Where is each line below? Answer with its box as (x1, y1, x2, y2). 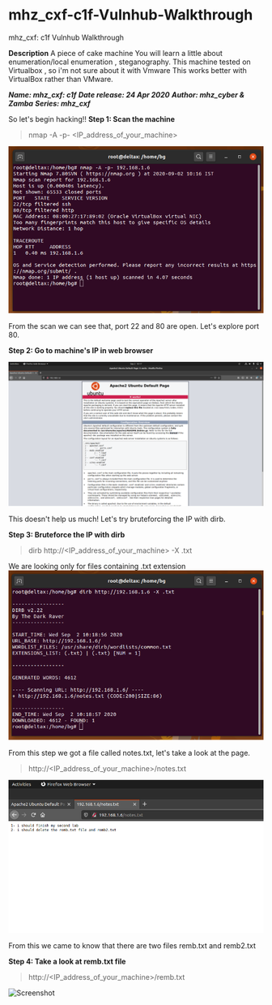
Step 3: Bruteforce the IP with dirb (8, 529, 125, 539)
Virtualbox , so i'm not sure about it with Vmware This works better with (8, 65, 247, 75)
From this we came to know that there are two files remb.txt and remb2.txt (8, 940, 257, 951)
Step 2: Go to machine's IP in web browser (8, 346, 154, 356)
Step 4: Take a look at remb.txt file (8, 956, 126, 966)
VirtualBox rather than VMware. (8, 74, 113, 84)
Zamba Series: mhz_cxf (8, 98, 91, 108)
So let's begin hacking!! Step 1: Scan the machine (8, 114, 176, 123)
